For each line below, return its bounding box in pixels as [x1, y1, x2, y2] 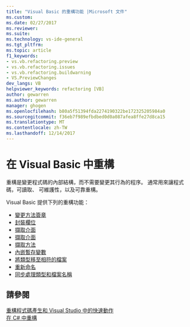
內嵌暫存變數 [14, 248, 46, 256]
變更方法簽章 [14, 211, 46, 218]
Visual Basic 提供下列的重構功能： [6, 199, 89, 206]
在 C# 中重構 [6, 314, 37, 321]
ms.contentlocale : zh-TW [6, 125, 67, 131]
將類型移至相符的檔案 [14, 256, 67, 263]
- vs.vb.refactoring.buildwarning [6, 70, 92, 76]
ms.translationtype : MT [6, 120, 65, 125]
